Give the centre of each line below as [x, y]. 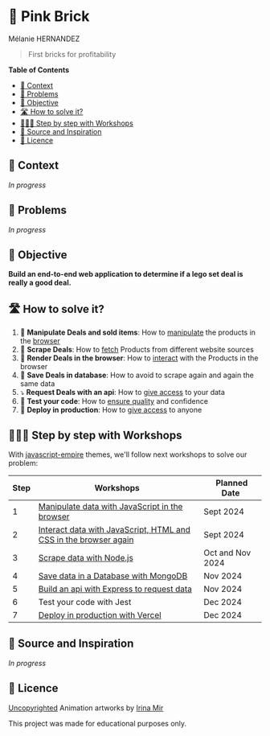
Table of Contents [39, 70]
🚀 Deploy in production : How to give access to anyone [111, 410]
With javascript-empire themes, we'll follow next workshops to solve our [128, 454]
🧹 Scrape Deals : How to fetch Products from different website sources [137, 350]
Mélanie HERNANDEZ [44, 39]
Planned [232, 483]
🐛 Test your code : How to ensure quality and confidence [114, 401]
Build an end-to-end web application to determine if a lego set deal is [126, 274]
